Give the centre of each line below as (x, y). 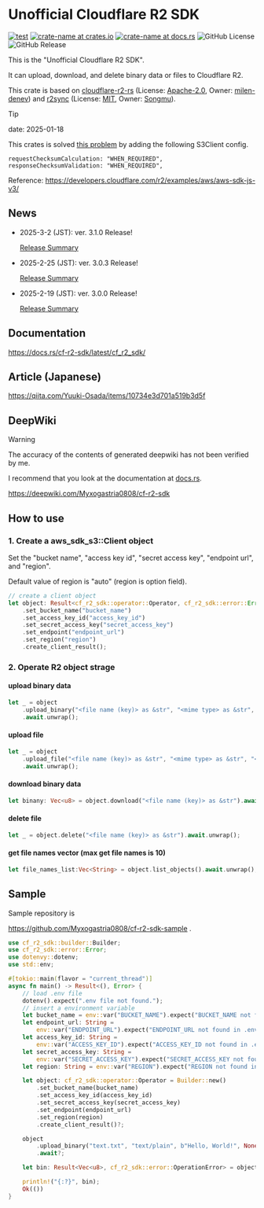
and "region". (29, 566)
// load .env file (52, 993)
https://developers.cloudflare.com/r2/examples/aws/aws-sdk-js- (150, 180)
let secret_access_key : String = (77, 1051)
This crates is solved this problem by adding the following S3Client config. (128, 144)
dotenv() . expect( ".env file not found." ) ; (93, 1000)
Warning (22, 440)
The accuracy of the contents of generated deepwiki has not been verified (128, 455)
